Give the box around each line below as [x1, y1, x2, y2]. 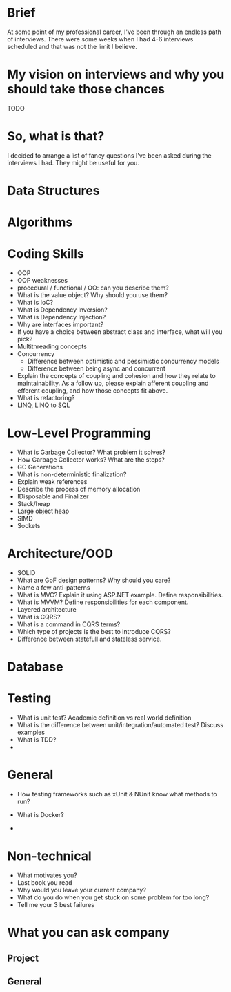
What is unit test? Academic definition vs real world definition [17, 713, 192, 722]
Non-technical [7, 848, 92, 864]
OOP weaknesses [17, 277, 68, 285]
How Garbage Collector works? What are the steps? [17, 456, 165, 464]
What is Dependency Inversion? [17, 306, 108, 314]
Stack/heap [17, 500, 50, 508]
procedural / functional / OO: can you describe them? [17, 283, 169, 292]
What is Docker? [17, 811, 64, 819]
